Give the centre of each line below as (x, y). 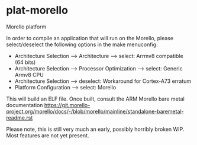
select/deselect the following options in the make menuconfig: (82, 44)
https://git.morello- (67, 105)
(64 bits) (25, 62)
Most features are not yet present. (48, 135)
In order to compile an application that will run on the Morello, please (90, 38)
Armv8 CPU (29, 75)
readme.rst (20, 117)
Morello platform (26, 27)
